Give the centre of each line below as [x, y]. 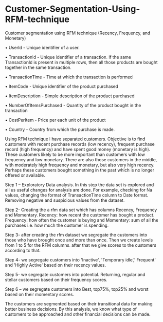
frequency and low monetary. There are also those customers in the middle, [81, 159]
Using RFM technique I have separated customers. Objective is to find [75, 139]
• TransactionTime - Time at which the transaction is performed [69, 77]
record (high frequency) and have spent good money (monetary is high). [78, 149]
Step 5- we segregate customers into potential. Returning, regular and [75, 274]
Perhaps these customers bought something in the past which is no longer [80, 170]
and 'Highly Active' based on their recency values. [55, 265]
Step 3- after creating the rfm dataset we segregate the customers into [76, 235]
